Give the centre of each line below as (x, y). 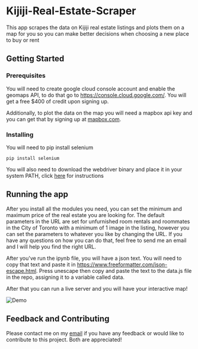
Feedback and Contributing (58, 319)
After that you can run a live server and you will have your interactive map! (97, 288)
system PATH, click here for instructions (55, 175)
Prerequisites (26, 76)
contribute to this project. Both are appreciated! (64, 339)
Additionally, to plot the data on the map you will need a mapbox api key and (99, 113)
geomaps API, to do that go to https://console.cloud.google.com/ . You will (96, 95)
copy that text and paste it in (41, 264)
